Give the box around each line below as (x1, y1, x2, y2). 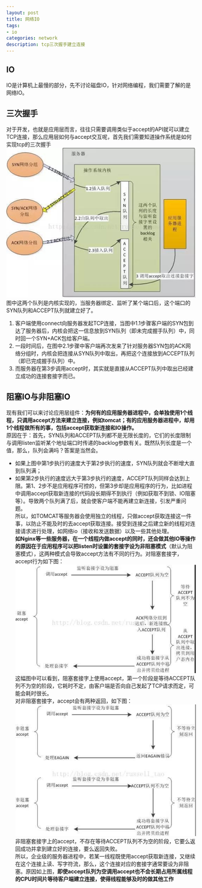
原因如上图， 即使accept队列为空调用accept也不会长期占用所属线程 (25, 868, 193, 875)
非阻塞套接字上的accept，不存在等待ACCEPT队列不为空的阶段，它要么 (14, 838, 191, 845)
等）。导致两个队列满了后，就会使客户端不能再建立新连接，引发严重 (14, 497, 182, 504)
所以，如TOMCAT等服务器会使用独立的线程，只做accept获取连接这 (14, 512, 182, 519)
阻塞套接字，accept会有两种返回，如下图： (25, 697, 132, 704)
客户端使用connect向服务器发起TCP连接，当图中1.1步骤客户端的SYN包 (14, 320, 189, 327)
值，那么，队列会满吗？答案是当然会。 (6, 447, 101, 454)
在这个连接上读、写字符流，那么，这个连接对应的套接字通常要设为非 (14, 860, 184, 867)
